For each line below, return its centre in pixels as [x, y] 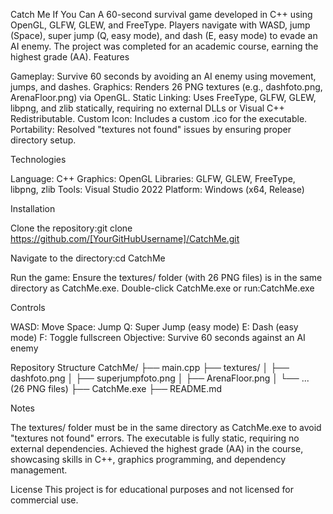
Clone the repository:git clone [71, 228]
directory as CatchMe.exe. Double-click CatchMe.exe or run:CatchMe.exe [162, 288]
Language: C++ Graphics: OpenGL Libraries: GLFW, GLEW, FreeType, [153, 178]
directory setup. [43, 140]
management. [39, 470]
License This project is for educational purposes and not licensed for [152, 489]
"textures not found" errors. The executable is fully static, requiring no [155, 438]
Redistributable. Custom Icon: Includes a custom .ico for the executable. [159, 118]
